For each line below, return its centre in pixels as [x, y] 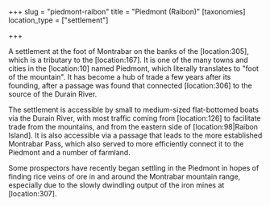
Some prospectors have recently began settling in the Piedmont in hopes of [134, 168]
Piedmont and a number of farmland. [69, 152]
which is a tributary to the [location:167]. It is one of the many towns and [128, 60]
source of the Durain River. [53, 94]
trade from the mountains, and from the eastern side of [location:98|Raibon [133, 127]
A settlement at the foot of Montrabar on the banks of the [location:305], [129, 51]
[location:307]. [33, 194]
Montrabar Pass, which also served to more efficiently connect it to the [126, 144]
